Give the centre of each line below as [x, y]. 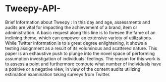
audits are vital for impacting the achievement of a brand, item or [71, 27]
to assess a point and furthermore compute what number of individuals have [83, 64]
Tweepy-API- [33, 9]
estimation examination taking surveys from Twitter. [58, 74]
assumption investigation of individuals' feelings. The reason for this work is [83, 58]
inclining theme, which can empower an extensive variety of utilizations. [79, 38]
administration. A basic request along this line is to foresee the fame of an [80, 32]
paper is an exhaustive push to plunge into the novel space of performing [80, 53]
